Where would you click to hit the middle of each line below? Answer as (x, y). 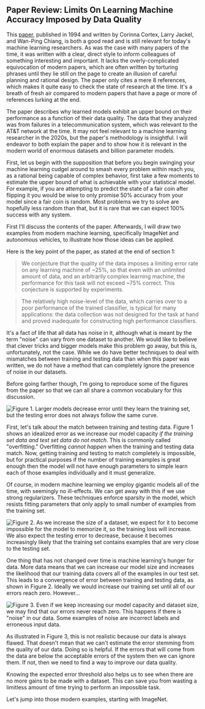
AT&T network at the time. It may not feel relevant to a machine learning (96, 131)
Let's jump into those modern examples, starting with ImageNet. (87, 699)
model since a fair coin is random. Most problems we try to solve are (93, 201)
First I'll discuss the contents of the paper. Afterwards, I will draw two (94, 226)
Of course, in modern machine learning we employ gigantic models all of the (103, 485)
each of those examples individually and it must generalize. (81, 472)
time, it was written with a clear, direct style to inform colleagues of (91, 54)
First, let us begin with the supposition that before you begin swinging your (101, 163)
